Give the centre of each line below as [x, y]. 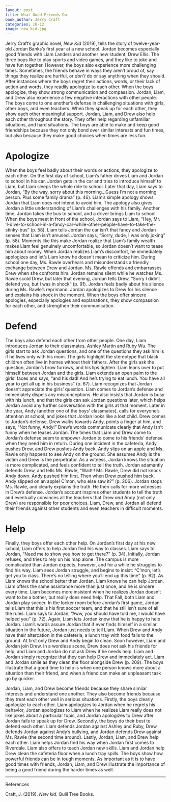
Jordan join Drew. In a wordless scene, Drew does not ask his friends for [81, 646]
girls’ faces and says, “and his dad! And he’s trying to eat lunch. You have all [85, 378]
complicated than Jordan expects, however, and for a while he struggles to [83, 564]
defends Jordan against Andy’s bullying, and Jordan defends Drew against [83, 732]
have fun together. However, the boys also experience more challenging [81, 65]
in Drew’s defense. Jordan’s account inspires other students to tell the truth [84, 492]
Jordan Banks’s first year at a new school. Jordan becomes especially [86, 49]
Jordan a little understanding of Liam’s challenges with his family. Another [83, 208]
